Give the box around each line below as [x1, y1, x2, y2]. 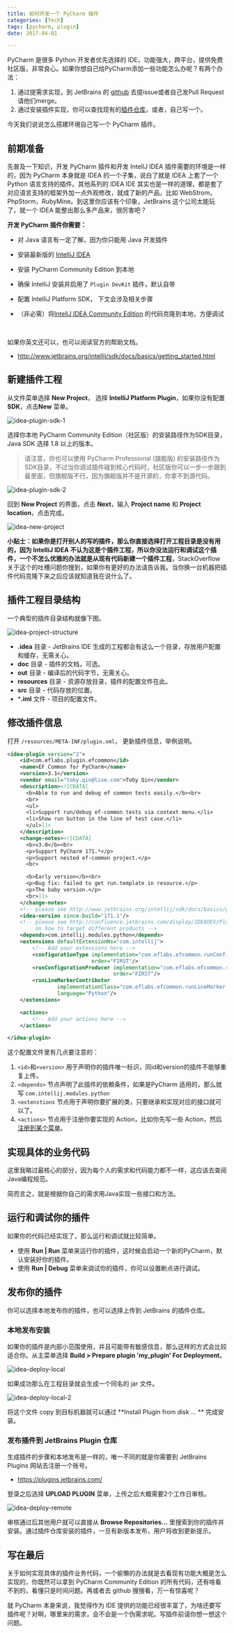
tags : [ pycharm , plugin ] [7, 23, 79, 30]
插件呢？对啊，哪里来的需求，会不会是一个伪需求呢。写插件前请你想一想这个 [7, 1610, 227, 1618]
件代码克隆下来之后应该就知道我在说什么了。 [7, 572, 136, 580]
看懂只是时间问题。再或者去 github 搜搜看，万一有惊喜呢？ [31, 1586, 200, 1595]
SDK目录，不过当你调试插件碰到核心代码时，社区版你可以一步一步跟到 [24, 463, 226, 471]
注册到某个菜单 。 [17, 1124, 67, 1133]
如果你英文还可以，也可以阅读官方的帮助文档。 [7, 338, 141, 346]
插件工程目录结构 [7, 594, 81, 606]
